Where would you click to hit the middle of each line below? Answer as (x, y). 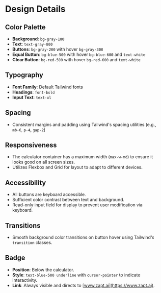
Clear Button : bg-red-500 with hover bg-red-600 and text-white (76, 60)
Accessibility (26, 183)
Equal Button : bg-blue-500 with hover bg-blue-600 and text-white (79, 54)
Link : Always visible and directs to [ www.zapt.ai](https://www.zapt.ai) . (83, 285)
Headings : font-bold (33, 92)
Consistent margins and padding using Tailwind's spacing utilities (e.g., (84, 124)
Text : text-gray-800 (32, 44)
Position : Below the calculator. (43, 269)
